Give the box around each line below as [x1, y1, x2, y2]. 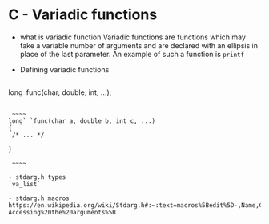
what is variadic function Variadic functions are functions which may [19, 32, 247, 42]
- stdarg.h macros [8, 194, 70, 202]
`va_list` [8, 180, 42, 188]
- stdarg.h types [8, 173, 66, 181]
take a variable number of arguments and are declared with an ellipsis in [19, 40, 259, 50]
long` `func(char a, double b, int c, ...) [8, 116, 156, 125]
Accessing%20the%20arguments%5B [8, 208, 116, 216]
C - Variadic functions [8, 6, 158, 24]
